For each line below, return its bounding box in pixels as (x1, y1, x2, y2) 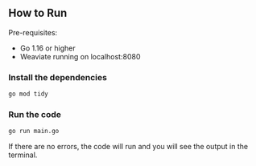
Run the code (8, 108, 62, 119)
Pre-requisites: (8, 27, 58, 37)
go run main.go (8, 128, 60, 136)
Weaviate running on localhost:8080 (19, 51, 141, 61)
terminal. (8, 150, 38, 160)
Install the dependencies (8, 71, 107, 83)
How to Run (8, 6, 68, 20)
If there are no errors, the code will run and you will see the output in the (8, 142, 248, 152)
